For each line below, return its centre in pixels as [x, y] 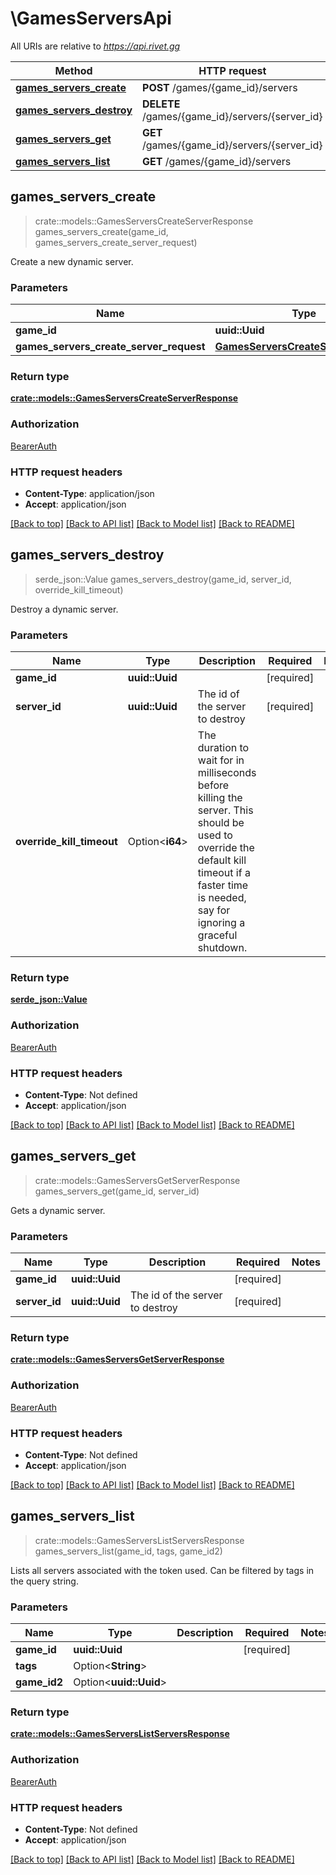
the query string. [44, 1581]
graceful [217, 935]
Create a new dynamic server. [72, 261]
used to [215, 835]
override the [226, 848]
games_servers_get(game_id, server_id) [117, 1191]
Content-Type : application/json [89, 493]
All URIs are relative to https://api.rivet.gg [95, 46]
